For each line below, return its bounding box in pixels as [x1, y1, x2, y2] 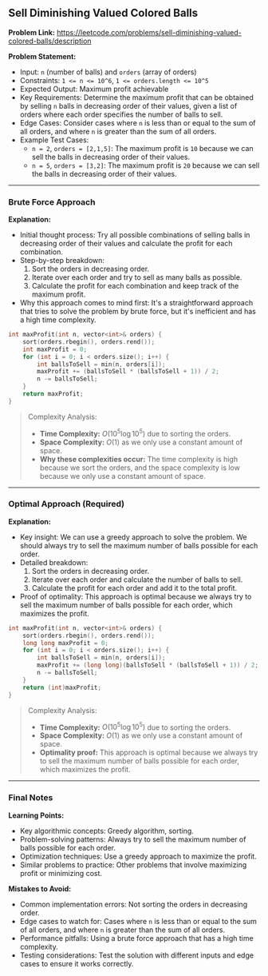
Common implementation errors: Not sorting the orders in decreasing [19, 899, 248, 909]
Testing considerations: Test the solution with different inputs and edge [19, 950, 254, 960]
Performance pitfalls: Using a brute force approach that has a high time [19, 933, 254, 942]
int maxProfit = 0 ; [22, 345, 88, 353]
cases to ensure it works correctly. [19, 958, 134, 968]
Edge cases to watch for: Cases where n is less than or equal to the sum [19, 916, 258, 926]
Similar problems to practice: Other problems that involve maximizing [19, 859, 247, 870]
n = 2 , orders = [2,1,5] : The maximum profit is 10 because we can [31, 143, 254, 153]
